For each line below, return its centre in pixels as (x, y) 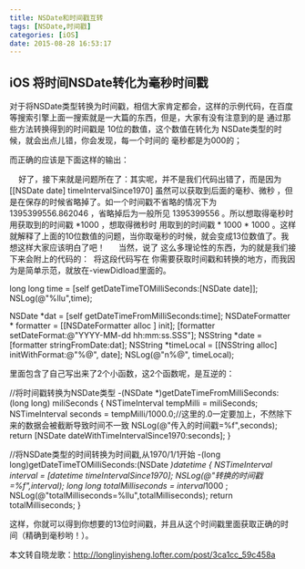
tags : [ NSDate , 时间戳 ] (51, 26)
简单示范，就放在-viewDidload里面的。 (98, 271)
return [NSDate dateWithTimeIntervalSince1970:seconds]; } (120, 436)
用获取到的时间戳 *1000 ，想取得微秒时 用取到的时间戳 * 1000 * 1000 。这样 (153, 225)
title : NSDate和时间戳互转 (56, 18)
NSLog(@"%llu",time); (51, 298)
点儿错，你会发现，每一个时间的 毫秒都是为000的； (146, 140)
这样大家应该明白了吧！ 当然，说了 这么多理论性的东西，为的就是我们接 (157, 248)
